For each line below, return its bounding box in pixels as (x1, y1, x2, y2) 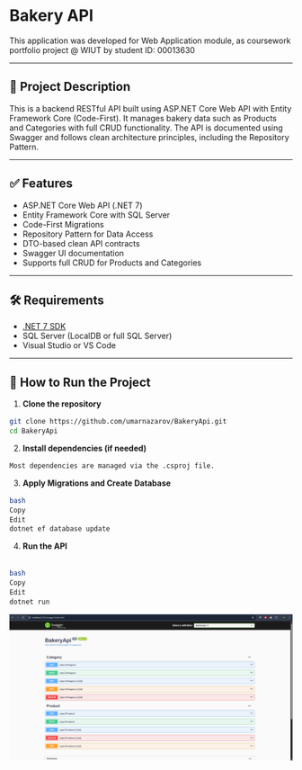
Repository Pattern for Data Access (22, 228, 154, 239)
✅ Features (9, 176, 74, 192)
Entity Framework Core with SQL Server (22, 209, 171, 220)
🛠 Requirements (9, 292, 105, 308)
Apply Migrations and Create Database (22, 478, 172, 488)
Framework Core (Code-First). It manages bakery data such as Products (9, 112, 277, 123)
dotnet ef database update (9, 524, 111, 533)
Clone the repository (22, 398, 102, 409)
